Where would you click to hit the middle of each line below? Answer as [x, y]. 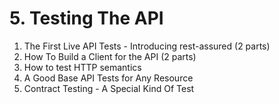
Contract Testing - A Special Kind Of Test [109, 88]
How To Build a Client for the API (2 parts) [110, 56]
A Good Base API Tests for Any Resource [108, 78]
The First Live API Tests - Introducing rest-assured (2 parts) [147, 46]
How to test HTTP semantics [82, 67]
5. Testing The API [86, 18]
